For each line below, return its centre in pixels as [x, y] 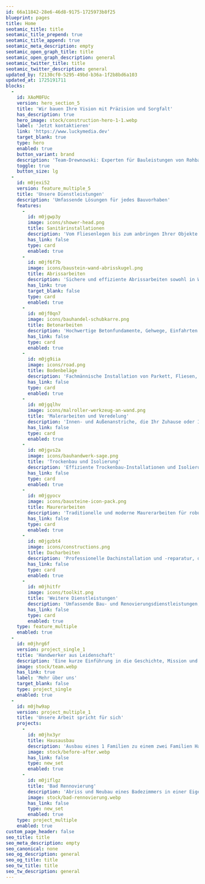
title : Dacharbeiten [54, 553]
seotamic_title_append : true [43, 40]
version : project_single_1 [51, 650]
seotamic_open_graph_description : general [61, 58]
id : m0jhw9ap [33, 706]
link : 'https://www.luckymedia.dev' [64, 132]
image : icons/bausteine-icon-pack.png [77, 502]
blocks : [16, 86]
